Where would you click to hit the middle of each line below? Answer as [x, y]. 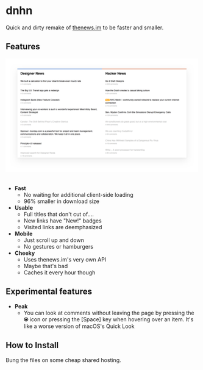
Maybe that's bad [46, 266]
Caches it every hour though [59, 272]
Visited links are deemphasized [63, 227]
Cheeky [25, 253]
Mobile [23, 233]
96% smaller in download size [62, 201]
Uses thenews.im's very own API [65, 259]
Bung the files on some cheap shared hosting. [63, 360]
